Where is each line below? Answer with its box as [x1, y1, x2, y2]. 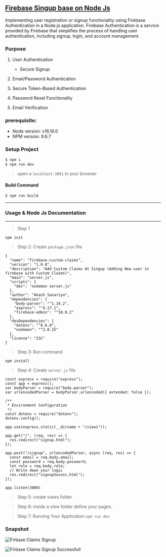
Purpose [5, 45, 26, 52]
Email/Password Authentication [12, 76, 76, 82]
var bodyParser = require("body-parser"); [5, 385, 94, 390]
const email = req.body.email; [9, 455, 74, 460]
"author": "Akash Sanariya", [9, 292, 70, 297]
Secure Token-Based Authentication [12, 85, 86, 91]
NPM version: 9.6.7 [12, 133, 51, 139]
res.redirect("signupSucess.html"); [9, 472, 85, 477]
